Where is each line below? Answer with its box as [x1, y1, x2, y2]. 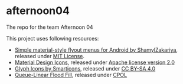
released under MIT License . [14, 52, 84, 59]
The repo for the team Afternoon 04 [6, 23, 93, 31]
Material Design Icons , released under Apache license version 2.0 [14, 59, 175, 66]
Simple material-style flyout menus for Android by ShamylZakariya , [14, 46, 178, 53]
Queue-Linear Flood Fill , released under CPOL [14, 71, 128, 78]
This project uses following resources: [6, 35, 99, 42]
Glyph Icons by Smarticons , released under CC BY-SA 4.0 [14, 65, 156, 72]
